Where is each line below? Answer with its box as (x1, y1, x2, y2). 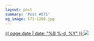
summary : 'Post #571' (5, 12, 50, 17)
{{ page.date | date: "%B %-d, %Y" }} (5, 31, 83, 37)
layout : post (5, 7, 32, 12)
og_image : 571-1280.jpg (5, 16, 55, 21)
